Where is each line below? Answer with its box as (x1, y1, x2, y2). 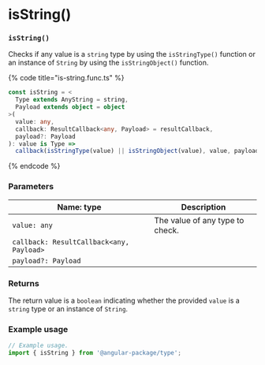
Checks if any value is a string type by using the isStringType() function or (8, 50, 256, 59)
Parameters (8, 181, 54, 192)
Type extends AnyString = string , (15, 96, 129, 104)
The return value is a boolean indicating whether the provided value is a (8, 296, 241, 305)
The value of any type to (154, 214, 244, 225)
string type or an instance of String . (8, 304, 129, 313)
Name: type (57, 201, 102, 212)
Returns (8, 277, 39, 289)
